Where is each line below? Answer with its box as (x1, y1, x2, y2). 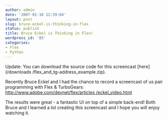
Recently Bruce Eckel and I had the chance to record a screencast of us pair (5, 79, 163, 85)
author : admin (5, 7, 35, 13)
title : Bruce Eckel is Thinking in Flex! (5, 31, 94, 36)
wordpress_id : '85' (5, 36, 46, 41)
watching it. (5, 109, 30, 116)
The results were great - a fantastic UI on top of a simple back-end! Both (5, 99, 156, 105)
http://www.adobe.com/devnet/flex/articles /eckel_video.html (5, 89, 132, 95)
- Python (5, 49, 24, 54)
